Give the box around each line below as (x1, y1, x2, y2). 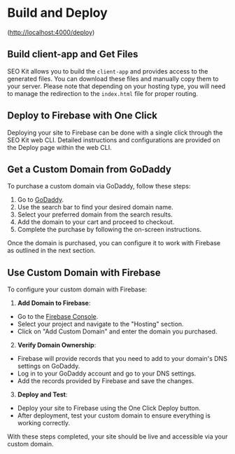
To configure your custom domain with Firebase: (7, 285, 148, 294)
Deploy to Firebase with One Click (7, 110, 158, 122)
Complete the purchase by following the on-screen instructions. (17, 226, 201, 234)
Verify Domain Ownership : (17, 341, 97, 350)
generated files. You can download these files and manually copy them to (7, 74, 219, 83)
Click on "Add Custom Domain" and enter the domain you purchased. (17, 327, 218, 336)
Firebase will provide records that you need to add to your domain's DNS (17, 355, 227, 363)
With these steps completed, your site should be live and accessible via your (7, 432, 228, 441)
